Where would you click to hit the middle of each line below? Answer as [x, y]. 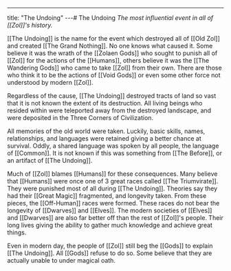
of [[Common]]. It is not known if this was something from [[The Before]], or [114, 153]
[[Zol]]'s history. [30, 25]
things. [17, 232]
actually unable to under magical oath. [61, 260]
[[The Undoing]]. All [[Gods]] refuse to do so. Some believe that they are [110, 253]
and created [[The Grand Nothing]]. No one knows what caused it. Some [110, 46]
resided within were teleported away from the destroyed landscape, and [109, 110]
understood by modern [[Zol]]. [50, 82]
